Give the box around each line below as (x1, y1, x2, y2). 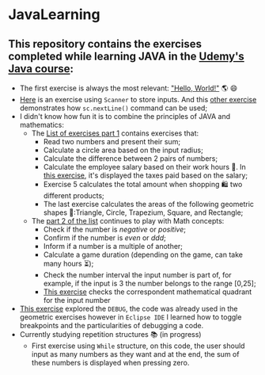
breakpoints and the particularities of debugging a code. (19, 321, 204, 330)
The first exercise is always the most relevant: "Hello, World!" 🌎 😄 (19, 83, 238, 93)
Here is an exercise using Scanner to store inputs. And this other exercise (19, 95, 257, 104)
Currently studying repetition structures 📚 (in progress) (19, 330, 202, 339)
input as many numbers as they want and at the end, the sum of (31, 350, 240, 358)
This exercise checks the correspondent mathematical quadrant (43, 287, 252, 297)
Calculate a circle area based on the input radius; (43, 145, 203, 155)
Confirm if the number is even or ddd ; (43, 233, 166, 243)
